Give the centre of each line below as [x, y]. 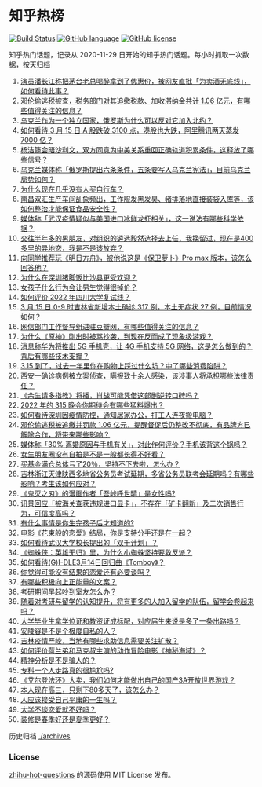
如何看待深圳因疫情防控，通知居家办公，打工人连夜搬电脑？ [116, 415]
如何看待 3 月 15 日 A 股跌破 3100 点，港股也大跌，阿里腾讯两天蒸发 [130, 130]
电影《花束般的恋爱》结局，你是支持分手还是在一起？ [106, 533]
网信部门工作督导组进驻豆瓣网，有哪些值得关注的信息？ [109, 326]
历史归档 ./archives [40, 736]
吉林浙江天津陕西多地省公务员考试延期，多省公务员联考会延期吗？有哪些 [137, 474]
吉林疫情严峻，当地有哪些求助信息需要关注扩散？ [99, 640]
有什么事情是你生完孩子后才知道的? [77, 522]
